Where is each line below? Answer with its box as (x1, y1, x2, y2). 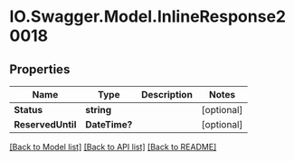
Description (141, 89, 193, 100)
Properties (9, 62, 71, 77)
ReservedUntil (14, 118, 77, 130)
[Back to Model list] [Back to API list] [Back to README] (9, 142, 217, 152)
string (85, 104, 112, 116)
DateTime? (85, 118, 133, 130)
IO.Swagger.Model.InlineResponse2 (9, 6, 287, 27)
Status (14, 104, 43, 116)
